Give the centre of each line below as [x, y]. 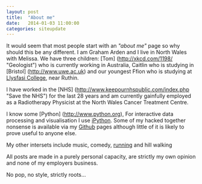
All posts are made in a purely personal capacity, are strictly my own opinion [101, 157]
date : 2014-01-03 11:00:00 [43, 23]
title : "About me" [31, 17]
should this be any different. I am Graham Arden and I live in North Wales [96, 52]
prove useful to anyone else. [42, 133]
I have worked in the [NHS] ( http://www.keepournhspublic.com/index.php [98, 90]
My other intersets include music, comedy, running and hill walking [89, 145]
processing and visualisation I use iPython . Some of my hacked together [96, 121]
